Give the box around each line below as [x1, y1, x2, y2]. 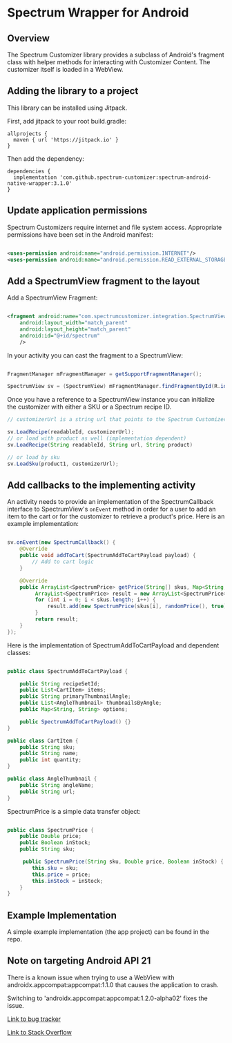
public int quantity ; [19, 757, 81, 763]
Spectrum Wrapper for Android [7, 5, 189, 21]
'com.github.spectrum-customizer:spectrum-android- [59, 174, 212, 181]
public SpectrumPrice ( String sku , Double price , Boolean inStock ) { [22, 858, 224, 865]
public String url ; [19, 788, 76, 795]
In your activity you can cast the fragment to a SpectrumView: [7, 351, 183, 360]
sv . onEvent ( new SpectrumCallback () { [7, 539, 116, 546]
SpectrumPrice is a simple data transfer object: [7, 807, 142, 815]
